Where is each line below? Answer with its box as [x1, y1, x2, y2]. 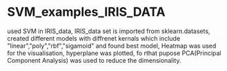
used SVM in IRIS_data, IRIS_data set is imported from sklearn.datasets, [7, 27, 210, 35]
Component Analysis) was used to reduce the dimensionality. [7, 56, 181, 64]
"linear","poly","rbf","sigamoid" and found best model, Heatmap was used [7, 41, 217, 50]
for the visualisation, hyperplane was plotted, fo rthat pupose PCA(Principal [7, 49, 222, 57]
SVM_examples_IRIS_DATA [7, 4, 166, 20]
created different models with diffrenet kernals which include [7, 34, 181, 42]
